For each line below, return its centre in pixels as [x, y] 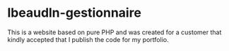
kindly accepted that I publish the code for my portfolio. [88, 39]
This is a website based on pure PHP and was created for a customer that [114, 32]
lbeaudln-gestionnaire [74, 13]
